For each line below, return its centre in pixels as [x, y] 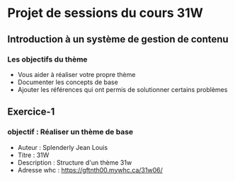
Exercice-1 [31, 112]
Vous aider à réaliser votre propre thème [76, 74]
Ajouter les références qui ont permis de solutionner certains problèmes [122, 89]
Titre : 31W [33, 155]
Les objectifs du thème [47, 59]
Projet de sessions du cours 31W [105, 13]
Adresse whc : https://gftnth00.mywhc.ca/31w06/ [90, 170]
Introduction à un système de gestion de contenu [118, 39]
